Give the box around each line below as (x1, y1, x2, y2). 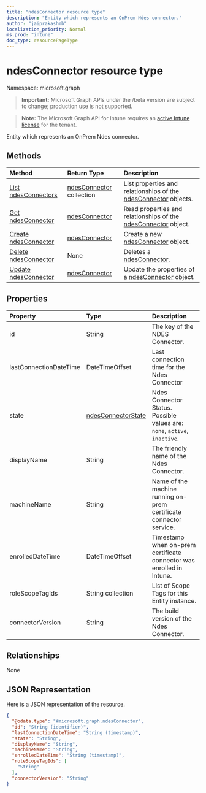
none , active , (151, 426, 189, 435)
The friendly (151, 444, 187, 453)
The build (151, 607, 180, 615)
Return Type (67, 169, 104, 177)
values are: (151, 418, 184, 427)
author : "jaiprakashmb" (6, 20, 67, 26)
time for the (151, 362, 186, 371)
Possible (151, 411, 177, 419)
